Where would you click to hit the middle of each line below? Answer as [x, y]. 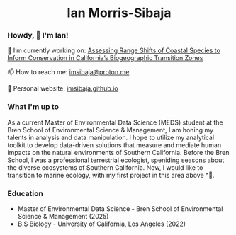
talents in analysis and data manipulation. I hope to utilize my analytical [111, 137]
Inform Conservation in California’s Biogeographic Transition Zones [105, 58]
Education [26, 193]
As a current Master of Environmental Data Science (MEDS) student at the [115, 122]
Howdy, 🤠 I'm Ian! [38, 35]
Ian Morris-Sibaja [119, 13]
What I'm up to [33, 107]
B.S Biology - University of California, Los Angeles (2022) [102, 224]
